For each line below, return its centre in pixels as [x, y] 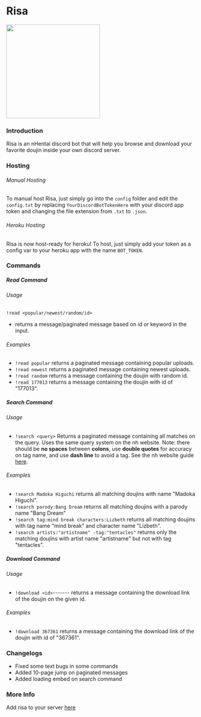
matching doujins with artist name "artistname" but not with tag [93, 539]
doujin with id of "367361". [48, 637]
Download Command [33, 558]
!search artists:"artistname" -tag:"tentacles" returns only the [96, 532]
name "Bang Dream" [40, 513]
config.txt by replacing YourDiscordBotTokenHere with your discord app [95, 205]
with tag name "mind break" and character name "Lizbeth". [88, 526]
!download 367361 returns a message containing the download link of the [104, 631]
